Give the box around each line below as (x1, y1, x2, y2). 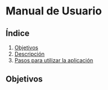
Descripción (14, 50, 45, 58)
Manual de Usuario (5, 4, 102, 18)
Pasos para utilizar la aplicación (14, 57, 94, 64)
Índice (5, 28, 30, 38)
